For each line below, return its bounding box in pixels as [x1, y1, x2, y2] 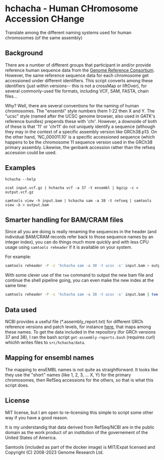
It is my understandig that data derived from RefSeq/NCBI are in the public [5, 424, 155, 430]
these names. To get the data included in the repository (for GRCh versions [5, 329, 156, 335]
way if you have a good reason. [5, 414, 68, 420]
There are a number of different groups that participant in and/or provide [5, 62, 151, 68]
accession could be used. [5, 149, 57, 155]
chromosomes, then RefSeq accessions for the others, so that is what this [5, 377, 154, 383]
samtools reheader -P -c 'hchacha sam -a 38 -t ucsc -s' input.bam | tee [5, 292, 159, 297]
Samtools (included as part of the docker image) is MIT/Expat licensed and [5, 444, 155, 450]
